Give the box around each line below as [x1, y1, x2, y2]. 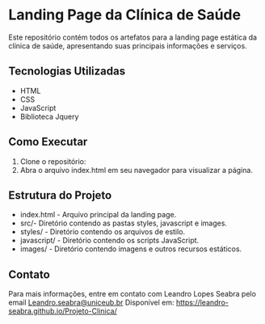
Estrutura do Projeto [8, 188, 112, 202]
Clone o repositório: [19, 156, 86, 166]
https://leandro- [175, 297, 229, 308]
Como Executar [8, 135, 88, 149]
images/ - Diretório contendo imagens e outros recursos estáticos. [19, 244, 242, 254]
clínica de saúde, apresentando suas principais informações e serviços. [8, 40, 248, 50]
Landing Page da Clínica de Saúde [8, 6, 241, 24]
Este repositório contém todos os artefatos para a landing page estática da [8, 32, 257, 42]
